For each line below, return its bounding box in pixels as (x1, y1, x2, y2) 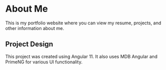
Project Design (5, 40, 54, 49)
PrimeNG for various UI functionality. (5, 59, 83, 65)
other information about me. (5, 25, 64, 31)
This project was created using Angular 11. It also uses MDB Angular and (5, 53, 157, 59)
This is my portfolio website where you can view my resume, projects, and (5, 20, 162, 26)
